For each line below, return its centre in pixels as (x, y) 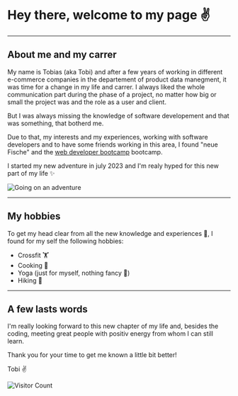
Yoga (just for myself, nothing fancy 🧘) (74, 273)
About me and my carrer (62, 55)
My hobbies (34, 216)
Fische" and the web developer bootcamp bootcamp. (85, 152)
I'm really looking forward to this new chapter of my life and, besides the (113, 326)
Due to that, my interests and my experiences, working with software (108, 137)
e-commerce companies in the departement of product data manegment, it (117, 79)
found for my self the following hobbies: (66, 241)
